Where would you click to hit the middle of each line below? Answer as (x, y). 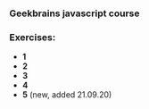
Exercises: (33, 37)
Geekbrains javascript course (74, 13)
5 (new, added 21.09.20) (67, 95)
